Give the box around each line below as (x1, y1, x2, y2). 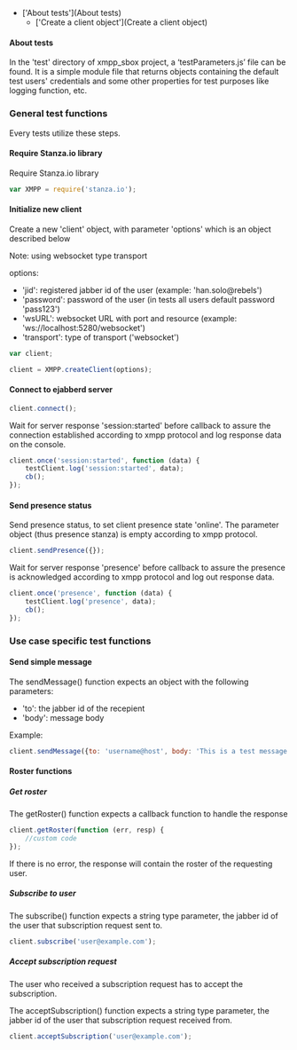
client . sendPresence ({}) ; (9, 546, 105, 556)
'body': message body (21, 712, 105, 722)
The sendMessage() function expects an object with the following (9, 676, 249, 687)
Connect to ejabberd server (9, 384, 113, 395)
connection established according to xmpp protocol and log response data (9, 430, 282, 440)
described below (9, 233, 71, 243)
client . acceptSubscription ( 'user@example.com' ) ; (9, 1031, 192, 1041)
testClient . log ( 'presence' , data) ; (25, 597, 157, 606)
